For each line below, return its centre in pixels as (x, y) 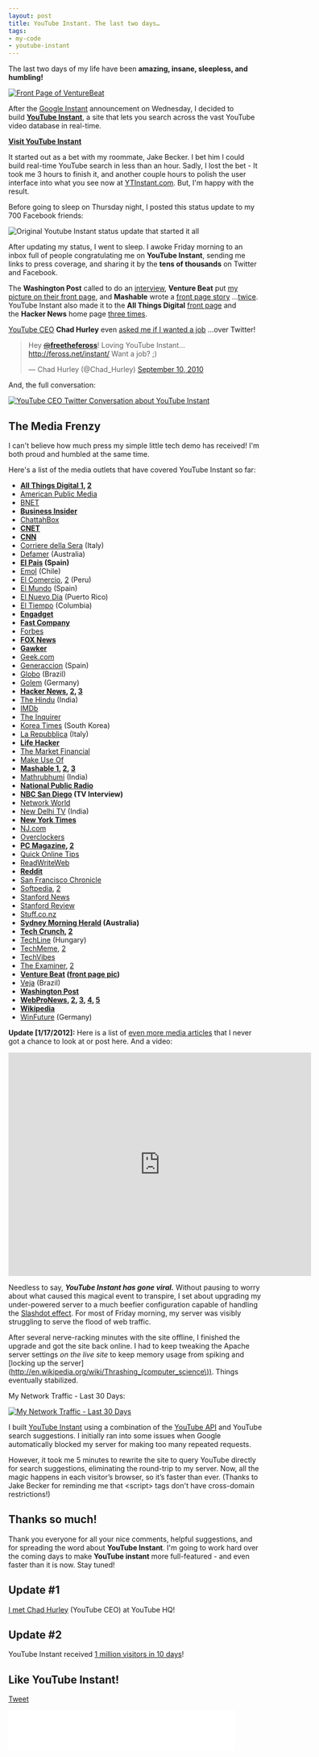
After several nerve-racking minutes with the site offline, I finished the (124, 1337)
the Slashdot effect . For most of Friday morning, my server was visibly (125, 1313)
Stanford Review (47, 906)
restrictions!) (29, 1494)
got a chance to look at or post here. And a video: (91, 1041)
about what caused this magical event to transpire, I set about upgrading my (135, 1295)
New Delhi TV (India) (54, 811)
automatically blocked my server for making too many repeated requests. (130, 1444)
